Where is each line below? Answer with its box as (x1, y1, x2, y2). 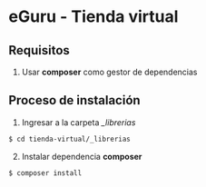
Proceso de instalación (8, 93, 142, 108)
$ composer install (8, 168, 83, 178)
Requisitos (8, 43, 70, 58)
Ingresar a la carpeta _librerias (21, 116, 136, 128)
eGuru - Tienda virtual (8, 6, 179, 27)
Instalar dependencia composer (21, 151, 142, 162)
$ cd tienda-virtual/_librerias (8, 134, 131, 143)
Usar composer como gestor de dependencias (21, 66, 198, 77)
